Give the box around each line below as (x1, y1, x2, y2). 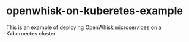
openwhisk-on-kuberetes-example (6, 4, 183, 18)
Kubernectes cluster (6, 30, 56, 37)
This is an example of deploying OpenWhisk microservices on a (6, 24, 162, 31)
